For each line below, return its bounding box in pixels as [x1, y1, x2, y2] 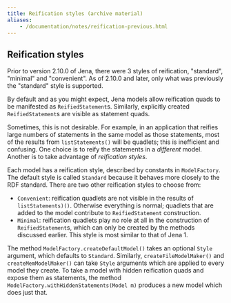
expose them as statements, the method [7, 274, 122, 282]
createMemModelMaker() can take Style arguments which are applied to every [7, 259, 225, 267]
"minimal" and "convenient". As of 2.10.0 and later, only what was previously [7, 74, 224, 83]
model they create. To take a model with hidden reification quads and [7, 266, 204, 275]
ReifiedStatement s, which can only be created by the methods [17, 223, 195, 232]
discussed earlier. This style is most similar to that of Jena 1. [17, 231, 188, 239]
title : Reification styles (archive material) [7, 10, 143, 17]
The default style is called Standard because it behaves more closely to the [7, 174, 220, 182]
